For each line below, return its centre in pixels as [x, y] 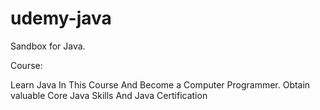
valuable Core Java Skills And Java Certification [109, 95]
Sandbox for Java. [48, 46]
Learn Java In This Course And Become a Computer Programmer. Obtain [160, 84]
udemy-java [61, 18]
